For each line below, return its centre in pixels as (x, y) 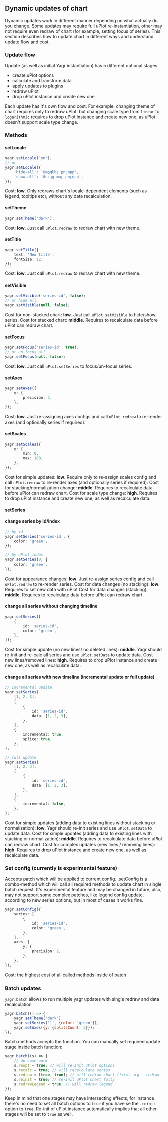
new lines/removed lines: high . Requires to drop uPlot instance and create (81, 660)
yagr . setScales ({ (23, 444)
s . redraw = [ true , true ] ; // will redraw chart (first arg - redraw (87, 1075)
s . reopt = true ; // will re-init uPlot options (64, 1066)
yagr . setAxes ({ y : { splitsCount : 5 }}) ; (54, 1027)
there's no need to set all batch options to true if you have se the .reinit (80, 1104)
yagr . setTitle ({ (22, 250)
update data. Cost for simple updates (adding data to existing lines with (79, 834)
